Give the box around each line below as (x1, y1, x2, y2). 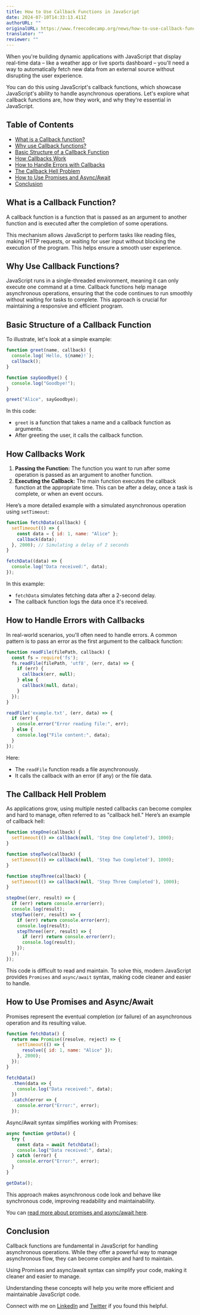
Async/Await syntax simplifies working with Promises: (6, 1118, 138, 1126)
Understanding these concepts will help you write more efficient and (6, 1284, 174, 1291)
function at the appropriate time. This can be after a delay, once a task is (14, 484, 193, 491)
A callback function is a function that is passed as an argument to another (6, 213, 187, 220)
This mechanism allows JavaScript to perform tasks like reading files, (6, 231, 177, 238)
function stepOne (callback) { (6, 829, 82, 835)
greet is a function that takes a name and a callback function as (14, 419, 171, 426)
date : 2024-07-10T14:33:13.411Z (6, 14, 86, 20)
